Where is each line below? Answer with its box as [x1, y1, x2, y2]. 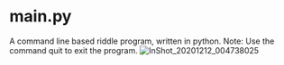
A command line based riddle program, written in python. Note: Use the [9, 36, 275, 46]
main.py [9, 6, 72, 27]
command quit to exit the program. [9, 45, 138, 55]
